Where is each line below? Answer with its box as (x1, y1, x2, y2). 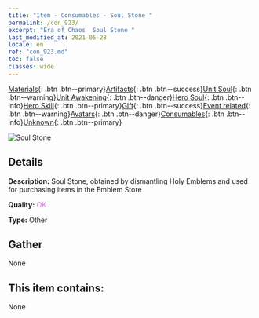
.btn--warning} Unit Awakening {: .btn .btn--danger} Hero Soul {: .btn (8, 92, 224, 102)
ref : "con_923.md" (8, 48, 68, 56)
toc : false (8, 56, 44, 64)
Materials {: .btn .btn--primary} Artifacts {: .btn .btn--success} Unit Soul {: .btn (8, 84, 253, 93)
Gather (8, 237, 43, 251)
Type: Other (8, 215, 48, 225)
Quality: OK (8, 199, 47, 209)
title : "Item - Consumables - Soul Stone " (8, 11, 153, 20)
